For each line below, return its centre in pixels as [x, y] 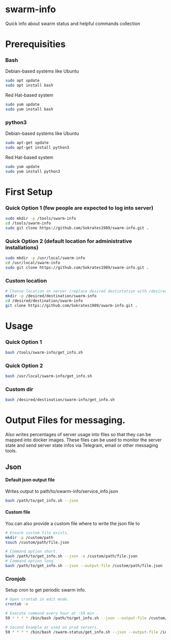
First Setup [29, 192]
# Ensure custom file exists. [37, 533]
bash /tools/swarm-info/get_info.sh [44, 353]
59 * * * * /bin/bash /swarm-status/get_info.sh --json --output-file [82, 632]
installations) [22, 247]
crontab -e [17, 604]
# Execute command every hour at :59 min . [52, 613]
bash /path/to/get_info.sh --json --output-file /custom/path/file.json [84, 566]
